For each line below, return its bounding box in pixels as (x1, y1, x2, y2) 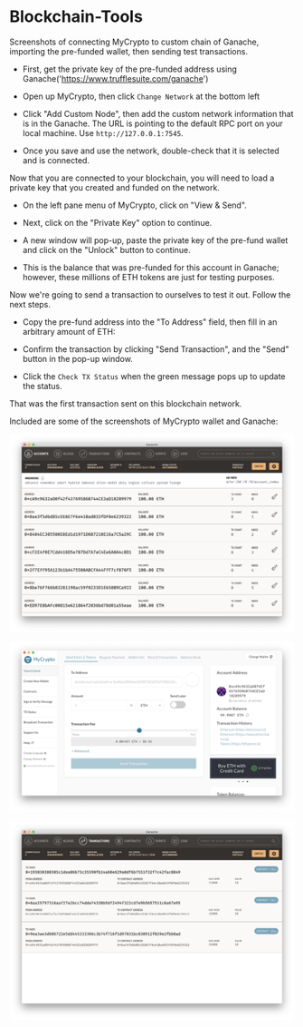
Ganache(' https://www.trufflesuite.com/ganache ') (22, 73, 209, 83)
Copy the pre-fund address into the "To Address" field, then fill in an (22, 316, 278, 328)
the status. (22, 380, 62, 391)
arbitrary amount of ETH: (22, 326, 116, 337)
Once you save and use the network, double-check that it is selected (22, 145, 280, 156)
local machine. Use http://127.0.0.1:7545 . (22, 127, 184, 138)
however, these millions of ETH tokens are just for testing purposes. (22, 271, 276, 282)
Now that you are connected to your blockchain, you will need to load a (9, 172, 275, 183)
